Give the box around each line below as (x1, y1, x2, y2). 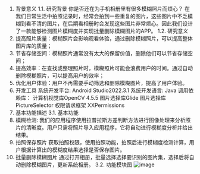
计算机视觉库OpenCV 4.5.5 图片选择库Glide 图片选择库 (32, 94, 166, 101)
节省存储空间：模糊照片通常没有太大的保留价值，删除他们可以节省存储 (15, 50, 188, 56)
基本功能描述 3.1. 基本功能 (15, 109, 79, 116)
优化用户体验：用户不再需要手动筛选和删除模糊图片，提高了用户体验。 (15, 80, 188, 86)
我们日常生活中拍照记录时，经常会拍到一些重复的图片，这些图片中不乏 (15, 12, 188, 20)
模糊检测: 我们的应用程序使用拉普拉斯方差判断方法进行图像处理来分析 (15, 116, 186, 124)
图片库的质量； (15, 42, 52, 49)
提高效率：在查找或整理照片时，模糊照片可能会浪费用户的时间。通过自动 (15, 65, 193, 71)
